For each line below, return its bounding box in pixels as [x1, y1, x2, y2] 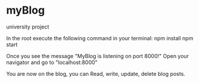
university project [6, 23, 50, 30]
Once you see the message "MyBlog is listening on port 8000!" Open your [6, 52, 189, 59]
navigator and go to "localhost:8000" [6, 59, 98, 66]
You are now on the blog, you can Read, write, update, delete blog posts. [6, 70, 185, 77]
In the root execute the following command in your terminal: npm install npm [6, 34, 194, 41]
